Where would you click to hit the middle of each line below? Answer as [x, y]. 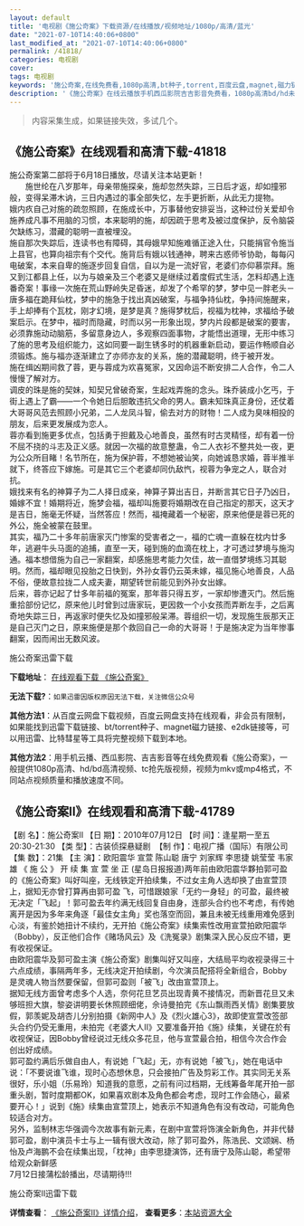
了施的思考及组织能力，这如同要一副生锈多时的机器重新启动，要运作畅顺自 [148, 345]
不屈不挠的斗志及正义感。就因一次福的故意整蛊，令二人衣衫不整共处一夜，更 [152, 447]
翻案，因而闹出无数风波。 [57, 639]
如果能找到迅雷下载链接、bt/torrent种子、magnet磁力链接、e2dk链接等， [146, 727]
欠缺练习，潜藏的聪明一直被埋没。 [73, 232]
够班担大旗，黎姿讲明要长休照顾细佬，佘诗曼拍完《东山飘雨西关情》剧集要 [148, 1004]
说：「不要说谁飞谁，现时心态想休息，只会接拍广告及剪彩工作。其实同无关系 [150, 1072]
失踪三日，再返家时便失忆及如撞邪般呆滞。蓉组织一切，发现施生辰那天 [156, 616]
